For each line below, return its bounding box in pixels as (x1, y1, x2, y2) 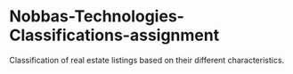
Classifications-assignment (9, 25, 220, 45)
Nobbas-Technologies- (9, 6, 185, 27)
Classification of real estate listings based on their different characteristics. (9, 54, 285, 65)
